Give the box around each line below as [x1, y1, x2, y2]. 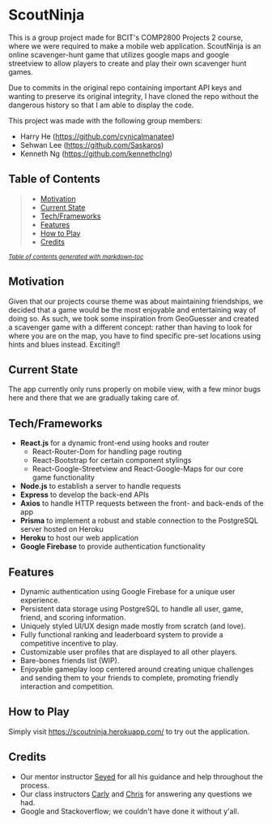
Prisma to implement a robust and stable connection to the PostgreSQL [19, 516, 259, 525]
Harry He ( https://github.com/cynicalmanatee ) [19, 132, 176, 141]
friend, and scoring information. [19, 613, 126, 622]
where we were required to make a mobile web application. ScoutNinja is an [8, 41, 261, 50]
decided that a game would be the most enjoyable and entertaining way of [8, 304, 257, 314]
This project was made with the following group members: [8, 115, 202, 125]
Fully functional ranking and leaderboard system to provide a [19, 630, 224, 639]
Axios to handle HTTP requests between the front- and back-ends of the [19, 498, 264, 508]
